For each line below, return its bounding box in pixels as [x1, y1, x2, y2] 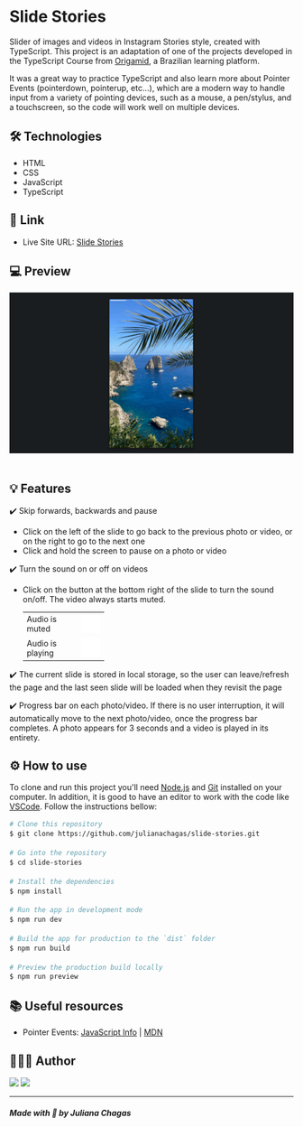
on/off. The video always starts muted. [22, 594, 167, 605]
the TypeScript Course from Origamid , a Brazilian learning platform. [9, 55, 260, 66]
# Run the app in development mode [9, 906, 143, 915]
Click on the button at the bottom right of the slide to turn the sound [22, 584, 275, 595]
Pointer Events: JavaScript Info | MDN [22, 1027, 163, 1038]
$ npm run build [9, 944, 70, 953]
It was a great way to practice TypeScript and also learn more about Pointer [9, 72, 290, 83]
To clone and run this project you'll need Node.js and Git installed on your [9, 782, 282, 793]
